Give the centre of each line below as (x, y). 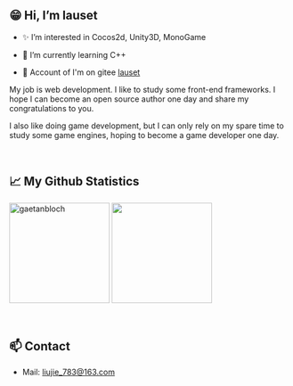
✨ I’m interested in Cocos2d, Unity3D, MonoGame (114, 37)
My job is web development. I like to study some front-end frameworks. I (142, 89)
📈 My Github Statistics (74, 181)
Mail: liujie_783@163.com (69, 372)
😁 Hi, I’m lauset (53, 16)
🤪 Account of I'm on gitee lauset (81, 72)
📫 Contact (40, 346)
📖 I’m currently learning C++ (74, 54)
